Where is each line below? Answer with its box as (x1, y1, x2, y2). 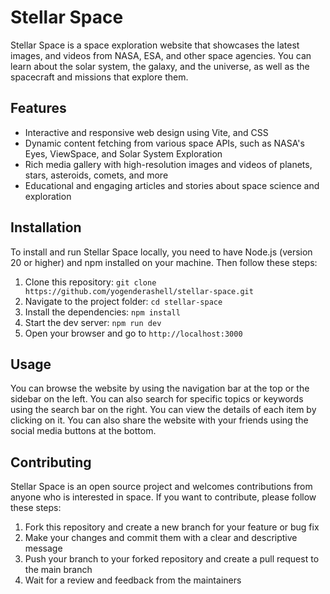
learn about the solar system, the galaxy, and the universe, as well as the (10, 60, 310, 72)
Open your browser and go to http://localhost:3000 (24, 327, 243, 339)
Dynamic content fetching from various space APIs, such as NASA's (24, 137, 305, 149)
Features (10, 100, 67, 117)
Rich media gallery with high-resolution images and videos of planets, (24, 158, 313, 170)
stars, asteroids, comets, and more (24, 169, 169, 181)
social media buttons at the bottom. (10, 425, 157, 437)
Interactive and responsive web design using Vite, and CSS (24, 126, 269, 138)
